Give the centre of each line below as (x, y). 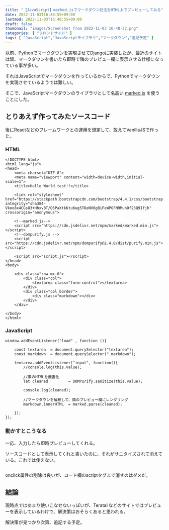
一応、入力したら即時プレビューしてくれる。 (52, 443)
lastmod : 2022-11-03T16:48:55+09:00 (44, 19)
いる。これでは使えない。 (32, 460)
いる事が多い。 (25, 65)
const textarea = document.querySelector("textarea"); (74, 350)
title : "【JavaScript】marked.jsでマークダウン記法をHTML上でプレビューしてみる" (84, 10)
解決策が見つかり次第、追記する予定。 (45, 522)
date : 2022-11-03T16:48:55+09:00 (40, 15)
